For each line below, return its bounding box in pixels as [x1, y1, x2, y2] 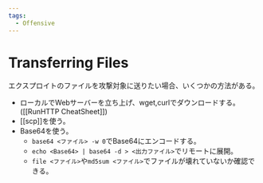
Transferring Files [8, 54, 129, 72]
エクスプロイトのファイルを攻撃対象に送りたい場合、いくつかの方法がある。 [8, 81, 260, 90]
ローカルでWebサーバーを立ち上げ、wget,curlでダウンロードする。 [19, 97, 241, 108]
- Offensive [15, 19, 56, 27]
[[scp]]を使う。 [19, 117, 70, 126]
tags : [8, 11, 26, 20]
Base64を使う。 [19, 126, 73, 136]
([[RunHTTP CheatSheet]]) [19, 107, 108, 117]
